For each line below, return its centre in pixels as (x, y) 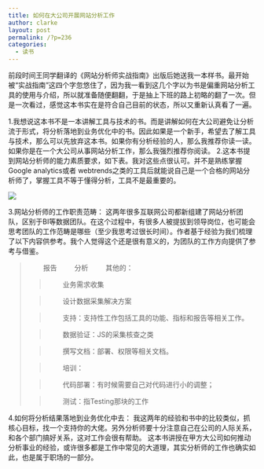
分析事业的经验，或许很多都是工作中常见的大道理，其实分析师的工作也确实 (128, 447)
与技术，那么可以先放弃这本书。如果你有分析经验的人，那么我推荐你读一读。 (132, 141)
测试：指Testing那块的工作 (106, 401)
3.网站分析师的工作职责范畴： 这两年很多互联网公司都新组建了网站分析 (123, 212)
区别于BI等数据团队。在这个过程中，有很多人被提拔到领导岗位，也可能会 (138, 222)
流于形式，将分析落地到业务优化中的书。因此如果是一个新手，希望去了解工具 (132, 131)
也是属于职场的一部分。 (60, 457)
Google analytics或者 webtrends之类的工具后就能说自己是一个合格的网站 (126, 170)
